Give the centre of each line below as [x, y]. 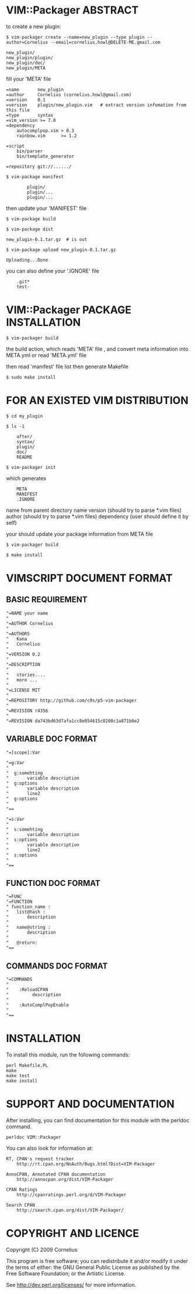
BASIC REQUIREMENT [47, 600]
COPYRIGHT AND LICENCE [72, 1233]
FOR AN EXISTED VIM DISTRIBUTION [97, 401]
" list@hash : [26, 912]
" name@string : [28, 928]
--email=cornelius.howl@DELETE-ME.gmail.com [105, 42]
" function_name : [28, 907]
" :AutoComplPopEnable [37, 1005]
